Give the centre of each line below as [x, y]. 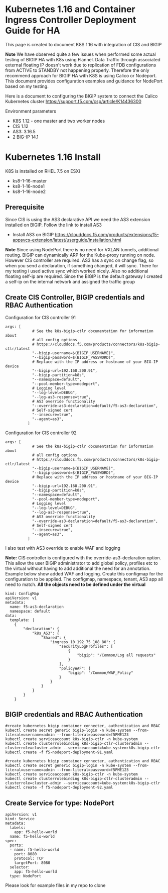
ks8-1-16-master [30, 181]
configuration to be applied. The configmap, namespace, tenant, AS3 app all [84, 579]
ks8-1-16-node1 [29, 186]
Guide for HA [33, 31]
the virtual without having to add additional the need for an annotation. [78, 568]
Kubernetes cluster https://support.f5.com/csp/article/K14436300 [73, 101]
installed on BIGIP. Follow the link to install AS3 [53, 225]
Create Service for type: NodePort [60, 803]
